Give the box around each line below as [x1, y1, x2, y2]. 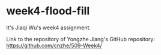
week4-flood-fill [6, 4, 90, 18]
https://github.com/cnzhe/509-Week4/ [6, 42, 102, 49]
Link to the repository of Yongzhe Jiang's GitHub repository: [6, 35, 155, 42]
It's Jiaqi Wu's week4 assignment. [6, 24, 91, 31]
